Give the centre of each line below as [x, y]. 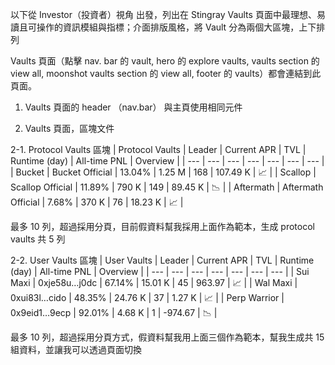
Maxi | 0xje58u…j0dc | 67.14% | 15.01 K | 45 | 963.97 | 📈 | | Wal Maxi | [154, 282]
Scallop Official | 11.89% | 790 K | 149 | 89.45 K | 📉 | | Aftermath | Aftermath [167, 187]
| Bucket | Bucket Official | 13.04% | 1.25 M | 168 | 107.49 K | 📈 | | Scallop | [163, 172]
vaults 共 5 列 [38, 239]
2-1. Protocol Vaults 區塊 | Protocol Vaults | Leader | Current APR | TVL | [158, 149]
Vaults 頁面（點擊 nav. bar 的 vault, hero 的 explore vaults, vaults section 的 [165, 61]
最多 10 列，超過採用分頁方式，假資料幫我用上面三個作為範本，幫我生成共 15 [167, 337]
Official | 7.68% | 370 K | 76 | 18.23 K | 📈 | [97, 202]
